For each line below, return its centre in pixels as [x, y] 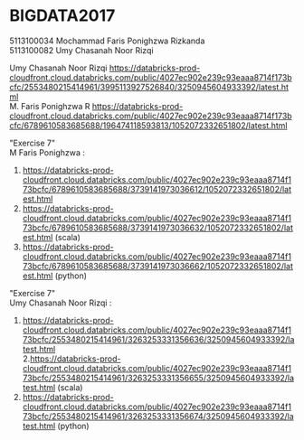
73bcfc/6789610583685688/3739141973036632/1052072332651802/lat [158, 228]
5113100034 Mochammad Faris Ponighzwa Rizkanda [107, 41]
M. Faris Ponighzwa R [50, 106]
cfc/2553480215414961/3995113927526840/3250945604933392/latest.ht [149, 87]
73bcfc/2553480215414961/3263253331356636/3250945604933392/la [158, 339]
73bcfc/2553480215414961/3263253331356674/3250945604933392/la [158, 416]
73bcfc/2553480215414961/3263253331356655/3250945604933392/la [158, 378]
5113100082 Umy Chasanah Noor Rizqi [81, 50]
